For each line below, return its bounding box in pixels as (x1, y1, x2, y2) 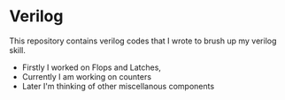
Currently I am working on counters (21, 71, 152, 81)
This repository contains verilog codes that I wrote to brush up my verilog (9, 35, 277, 46)
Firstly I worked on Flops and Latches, (21, 62, 162, 73)
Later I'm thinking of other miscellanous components (21, 81, 215, 91)
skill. (9, 44, 27, 55)
